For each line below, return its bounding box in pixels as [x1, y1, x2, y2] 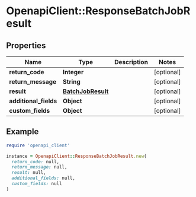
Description [114, 58, 148, 66]
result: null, [11, 170, 46, 176]
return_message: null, [11, 164, 68, 170]
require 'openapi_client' [6, 142, 70, 148]
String [63, 78, 81, 85]
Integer [63, 68, 84, 76]
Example [6, 126, 39, 137]
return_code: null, [11, 158, 60, 164]
